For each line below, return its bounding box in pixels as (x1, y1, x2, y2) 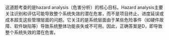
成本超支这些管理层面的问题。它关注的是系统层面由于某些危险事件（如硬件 (5, 17, 159, 22)
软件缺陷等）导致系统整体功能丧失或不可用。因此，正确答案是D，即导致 (14, 23, 163, 29)
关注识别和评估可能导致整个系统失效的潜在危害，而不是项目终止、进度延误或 (5, 10, 164, 16)
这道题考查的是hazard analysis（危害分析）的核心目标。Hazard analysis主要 (5, 4, 163, 10)
